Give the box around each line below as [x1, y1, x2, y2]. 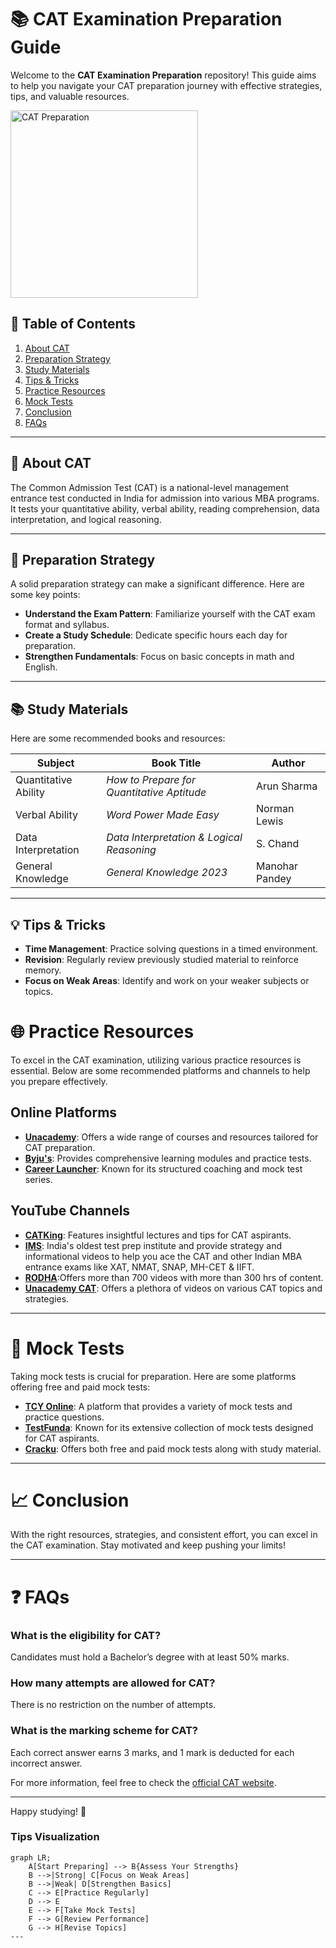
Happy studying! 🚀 [10, 1805, 87, 1817]
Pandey [255, 872, 292, 886]
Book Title [151, 756, 202, 770]
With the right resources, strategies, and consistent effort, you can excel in [10, 1529, 318, 1541]
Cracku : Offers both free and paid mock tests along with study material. [24, 1442, 322, 1455]
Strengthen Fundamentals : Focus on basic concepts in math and [24, 651, 295, 663]
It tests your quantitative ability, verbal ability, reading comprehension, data [10, 502, 320, 515]
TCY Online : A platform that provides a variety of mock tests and [24, 1400, 293, 1412]
